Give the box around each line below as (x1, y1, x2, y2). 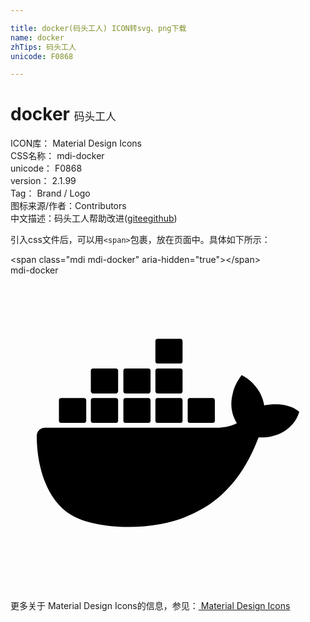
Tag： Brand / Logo (10, 187, 91, 200)
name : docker (10, 32, 65, 43)
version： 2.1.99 (10, 175, 77, 187)
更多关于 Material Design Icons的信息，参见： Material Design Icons (10, 600, 291, 612)
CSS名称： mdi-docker (10, 150, 105, 162)
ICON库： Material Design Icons (10, 137, 142, 150)
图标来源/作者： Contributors (10, 200, 127, 212)
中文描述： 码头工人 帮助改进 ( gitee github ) (10, 212, 178, 225)
